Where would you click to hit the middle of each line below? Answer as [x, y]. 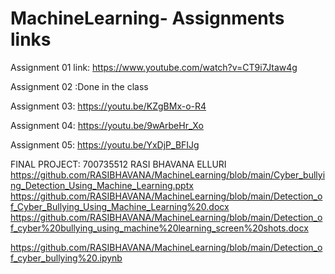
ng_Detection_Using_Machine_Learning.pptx [102, 185]
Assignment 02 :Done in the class [79, 86]
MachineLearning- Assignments [147, 18]
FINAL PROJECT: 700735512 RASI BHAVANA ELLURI [118, 164]
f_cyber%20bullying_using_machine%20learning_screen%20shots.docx [159, 228]
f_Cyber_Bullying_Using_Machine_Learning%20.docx [120, 206]
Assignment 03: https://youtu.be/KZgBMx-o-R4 [108, 106]
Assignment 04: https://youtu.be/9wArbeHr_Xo [107, 125]
